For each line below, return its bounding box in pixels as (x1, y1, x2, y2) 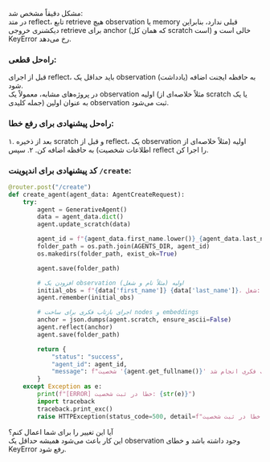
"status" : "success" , (51, 353, 125, 361)
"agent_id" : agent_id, (51, 360, 128, 368)
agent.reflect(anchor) (37, 323, 113, 332)
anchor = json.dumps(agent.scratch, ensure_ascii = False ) (37, 316, 231, 324)
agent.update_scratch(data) (37, 220, 131, 229)
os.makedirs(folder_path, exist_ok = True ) (37, 250, 178, 258)
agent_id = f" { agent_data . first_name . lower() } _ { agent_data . (37, 235, 243, 243)
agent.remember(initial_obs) (37, 294, 135, 302)
